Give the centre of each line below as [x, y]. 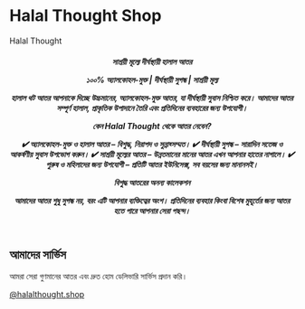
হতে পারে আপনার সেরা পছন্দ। [152, 211]
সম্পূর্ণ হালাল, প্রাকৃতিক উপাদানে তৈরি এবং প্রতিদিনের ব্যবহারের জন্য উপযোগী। [152, 108]
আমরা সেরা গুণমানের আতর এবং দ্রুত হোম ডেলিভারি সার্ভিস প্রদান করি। [99, 276]
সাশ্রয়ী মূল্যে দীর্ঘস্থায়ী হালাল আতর [152, 61]
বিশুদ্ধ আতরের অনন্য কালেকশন [152, 183]
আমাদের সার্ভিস [38, 254]
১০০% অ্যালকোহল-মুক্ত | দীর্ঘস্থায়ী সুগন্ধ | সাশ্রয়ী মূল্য [152, 80]
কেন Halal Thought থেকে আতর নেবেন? [152, 126]
